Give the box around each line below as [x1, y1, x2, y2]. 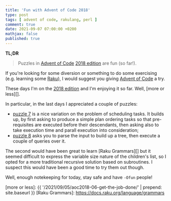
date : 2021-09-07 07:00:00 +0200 [5, 27, 77, 32]
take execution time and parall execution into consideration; [12, 127, 139, 133]
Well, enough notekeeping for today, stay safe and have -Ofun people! [5, 174, 153, 180]
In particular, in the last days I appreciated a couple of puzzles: [5, 100, 138, 107]
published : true [5, 36, 40, 42]
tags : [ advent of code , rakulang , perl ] [5, 17, 97, 22]
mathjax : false [5, 31, 38, 36]
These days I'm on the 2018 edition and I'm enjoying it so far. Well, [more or [5, 85, 165, 91]
